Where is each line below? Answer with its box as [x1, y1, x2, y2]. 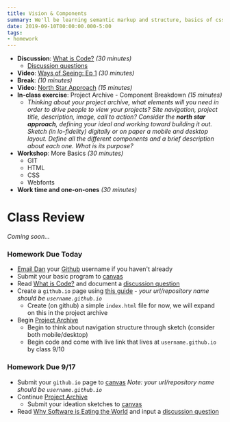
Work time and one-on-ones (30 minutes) [16, 186, 138, 194]
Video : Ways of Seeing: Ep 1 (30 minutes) [16, 69, 135, 78]
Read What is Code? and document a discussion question [16, 279, 180, 288]
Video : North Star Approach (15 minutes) [16, 84, 133, 92]
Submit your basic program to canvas [16, 272, 123, 281]
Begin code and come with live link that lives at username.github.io [27, 338, 217, 347]
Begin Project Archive [16, 316, 79, 325]
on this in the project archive [27, 309, 108, 317]
